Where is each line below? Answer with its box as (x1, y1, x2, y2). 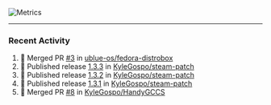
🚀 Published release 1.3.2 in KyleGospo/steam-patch (19, 71, 195, 80)
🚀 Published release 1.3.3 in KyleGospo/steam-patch (19, 62, 195, 71)
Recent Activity (8, 34, 71, 46)
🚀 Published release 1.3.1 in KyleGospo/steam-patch (19, 79, 193, 88)
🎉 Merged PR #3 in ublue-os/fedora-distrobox (19, 53, 173, 63)
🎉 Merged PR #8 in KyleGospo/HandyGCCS (19, 87, 165, 97)
